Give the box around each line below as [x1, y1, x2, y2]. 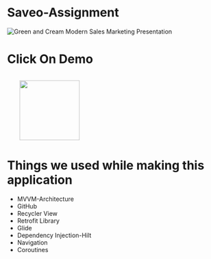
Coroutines [16, 245, 49, 254]
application [7, 172, 73, 188]
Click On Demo [7, 51, 94, 67]
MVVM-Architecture [16, 195, 74, 203]
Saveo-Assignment [7, 5, 119, 21]
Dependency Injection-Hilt [16, 231, 92, 239]
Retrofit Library [16, 217, 60, 225]
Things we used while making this [7, 158, 205, 174]
